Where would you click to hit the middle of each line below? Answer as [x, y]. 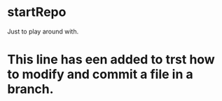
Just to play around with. [43, 31]
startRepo [37, 12]
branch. [30, 90]
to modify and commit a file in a [100, 75]
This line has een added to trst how [111, 60]
